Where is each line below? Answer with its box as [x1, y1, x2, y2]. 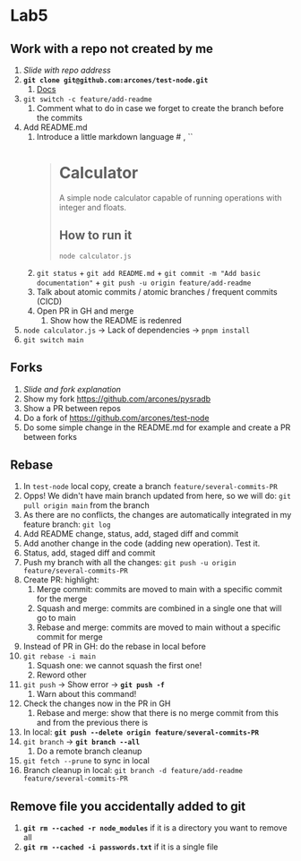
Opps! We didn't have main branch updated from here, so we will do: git [22, 490, 292, 502]
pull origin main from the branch [22, 500, 150, 511]
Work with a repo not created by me [10, 41, 214, 56]
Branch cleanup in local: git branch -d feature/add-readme [22, 765, 244, 776]
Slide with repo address [22, 65, 111, 75]
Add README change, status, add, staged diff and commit [22, 529, 239, 539]
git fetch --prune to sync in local [22, 755, 150, 766]
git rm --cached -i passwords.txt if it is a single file [22, 841, 219, 852]
